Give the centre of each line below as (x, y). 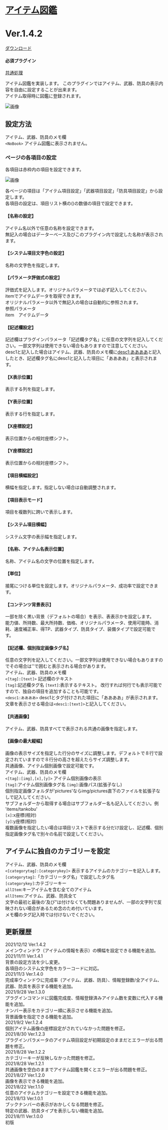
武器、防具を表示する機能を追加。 (40, 986)
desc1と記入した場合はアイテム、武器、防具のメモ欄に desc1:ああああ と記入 (83, 352)
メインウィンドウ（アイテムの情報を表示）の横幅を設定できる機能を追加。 (82, 950)
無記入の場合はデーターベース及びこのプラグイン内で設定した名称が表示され (84, 234)
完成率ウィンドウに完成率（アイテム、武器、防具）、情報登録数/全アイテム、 (83, 980)
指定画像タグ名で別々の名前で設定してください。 (56, 834)
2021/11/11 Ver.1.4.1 (24, 956)
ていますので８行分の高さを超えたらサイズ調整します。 (75, 759)
